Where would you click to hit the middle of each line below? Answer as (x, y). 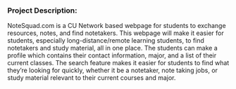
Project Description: (42, 11)
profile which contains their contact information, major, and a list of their (112, 55)
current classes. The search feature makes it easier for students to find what (118, 63)
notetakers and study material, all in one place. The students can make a (112, 48)
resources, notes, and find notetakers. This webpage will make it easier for (116, 33)
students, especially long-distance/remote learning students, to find (106, 41)
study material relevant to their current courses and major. (92, 78)
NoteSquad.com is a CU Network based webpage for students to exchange (117, 26)
